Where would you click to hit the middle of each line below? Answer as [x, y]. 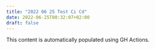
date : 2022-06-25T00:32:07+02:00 [48, 17]
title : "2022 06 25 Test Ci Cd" [47, 12]
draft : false [23, 23]
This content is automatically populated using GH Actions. [78, 40]
